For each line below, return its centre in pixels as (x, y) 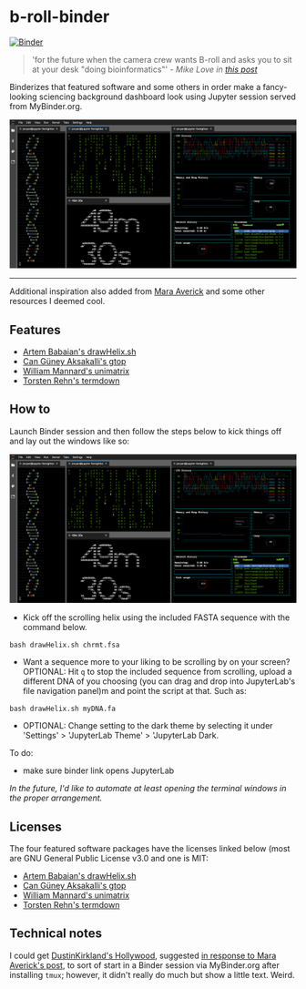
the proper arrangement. (56, 798)
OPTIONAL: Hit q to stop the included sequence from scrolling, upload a (158, 672)
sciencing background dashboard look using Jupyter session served (168, 97)
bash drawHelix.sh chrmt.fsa (65, 645)
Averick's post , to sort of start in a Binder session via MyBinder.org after (144, 965)
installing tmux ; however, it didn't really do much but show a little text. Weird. (152, 974)
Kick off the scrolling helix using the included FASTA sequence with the (156, 617)
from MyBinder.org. (46, 106)
